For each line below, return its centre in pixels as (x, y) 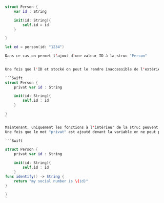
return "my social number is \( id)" (51, 181)
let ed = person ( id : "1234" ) (35, 47)
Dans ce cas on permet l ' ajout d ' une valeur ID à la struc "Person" (76, 56)
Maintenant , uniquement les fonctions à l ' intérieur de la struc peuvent (82, 127)
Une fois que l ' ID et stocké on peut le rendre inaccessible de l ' (75, 69)
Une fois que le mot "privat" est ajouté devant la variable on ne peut (81, 132)
